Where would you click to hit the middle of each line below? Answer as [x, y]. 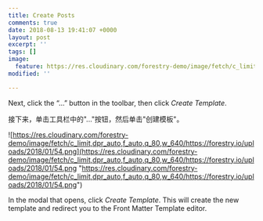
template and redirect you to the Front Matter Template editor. [108, 208]
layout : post [29, 37]
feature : [29, 67]
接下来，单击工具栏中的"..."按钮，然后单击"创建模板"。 [96, 119]
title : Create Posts [42, 15]
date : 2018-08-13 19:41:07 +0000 [63, 30]
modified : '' [29, 74]
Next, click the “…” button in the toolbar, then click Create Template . [117, 103]
